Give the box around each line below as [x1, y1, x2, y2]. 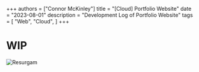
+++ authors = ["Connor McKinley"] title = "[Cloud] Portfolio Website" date [6, 5, 192, 12]
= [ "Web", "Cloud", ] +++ [6, 18, 70, 25]
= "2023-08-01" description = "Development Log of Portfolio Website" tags [6, 11, 194, 19]
